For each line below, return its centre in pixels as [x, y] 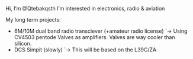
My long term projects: [33, 20]
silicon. [23, 44]
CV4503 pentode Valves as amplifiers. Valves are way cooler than [94, 37]
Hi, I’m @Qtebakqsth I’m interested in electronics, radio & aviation [85, 8]
